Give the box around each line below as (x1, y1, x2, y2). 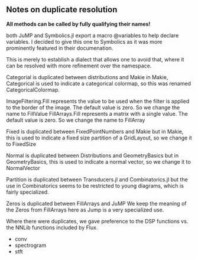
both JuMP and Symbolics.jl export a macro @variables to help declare (6, 32, 179, 39)
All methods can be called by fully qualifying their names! (6, 20, 151, 27)
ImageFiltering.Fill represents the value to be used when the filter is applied (6, 97, 190, 105)
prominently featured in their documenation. (6, 44, 113, 51)
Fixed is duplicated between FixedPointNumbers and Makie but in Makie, (6, 128, 184, 135)
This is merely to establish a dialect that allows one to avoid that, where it (6, 56, 184, 63)
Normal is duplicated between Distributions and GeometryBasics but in (6, 152, 179, 159)
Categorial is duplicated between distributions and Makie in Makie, (6, 73, 168, 80)
